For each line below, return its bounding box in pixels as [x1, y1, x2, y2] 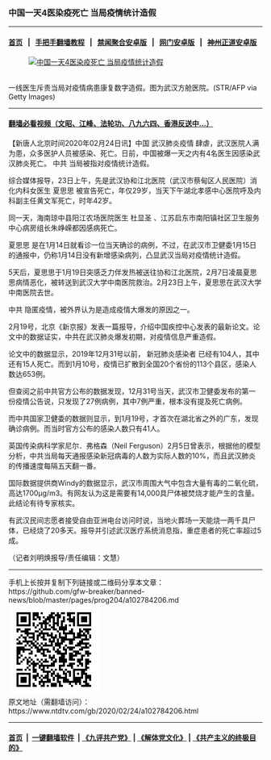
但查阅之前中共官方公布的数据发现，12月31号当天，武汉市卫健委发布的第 [8, 386, 249, 396]
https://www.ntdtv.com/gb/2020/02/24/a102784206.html [8, 706, 199, 716]
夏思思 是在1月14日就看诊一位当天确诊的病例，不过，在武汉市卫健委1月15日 [8, 240, 257, 249]
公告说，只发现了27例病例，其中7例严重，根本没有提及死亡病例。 [29, 396, 248, 406]
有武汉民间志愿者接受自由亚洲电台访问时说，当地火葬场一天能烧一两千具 [8, 515, 248, 525]
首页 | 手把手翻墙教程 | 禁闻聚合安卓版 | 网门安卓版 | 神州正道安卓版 [8, 37, 257, 47]
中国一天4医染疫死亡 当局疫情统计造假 [8, 6, 157, 18]
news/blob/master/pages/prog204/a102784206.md [8, 595, 180, 604]
